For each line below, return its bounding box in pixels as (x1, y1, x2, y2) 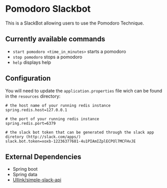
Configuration (5, 74, 51, 83)
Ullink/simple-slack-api (12, 177, 61, 183)
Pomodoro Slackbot (5, 3, 91, 15)
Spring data (12, 172, 37, 178)
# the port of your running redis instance (5, 116, 100, 122)
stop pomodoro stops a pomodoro (12, 54, 83, 60)
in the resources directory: (5, 93, 61, 99)
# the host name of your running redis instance (5, 103, 111, 108)
